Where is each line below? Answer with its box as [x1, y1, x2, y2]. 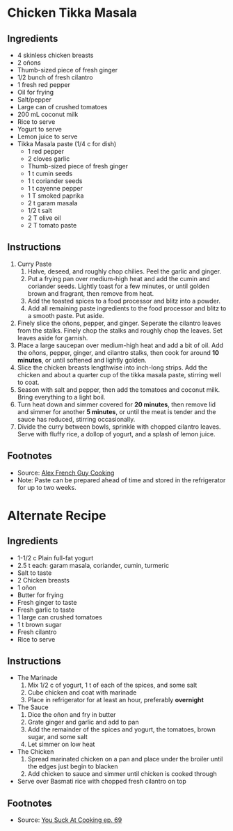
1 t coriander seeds [27, 177, 83, 185]
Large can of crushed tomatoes [17, 103, 108, 111]
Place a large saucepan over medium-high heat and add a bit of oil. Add [17, 341, 224, 349]
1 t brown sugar [17, 620, 62, 628]
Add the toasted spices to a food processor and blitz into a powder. [27, 296, 221, 305]
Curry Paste [17, 260, 52, 268]
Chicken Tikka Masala [7, 5, 138, 21]
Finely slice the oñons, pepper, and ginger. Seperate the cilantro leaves [17, 319, 221, 327]
